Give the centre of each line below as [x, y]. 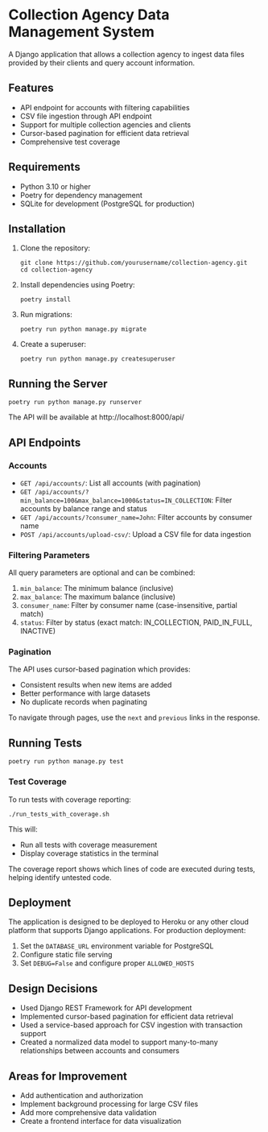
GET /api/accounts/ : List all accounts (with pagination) [110, 483]
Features [31, 88]
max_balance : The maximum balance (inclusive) [97, 597]
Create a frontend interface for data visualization [101, 1122]
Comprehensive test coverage [70, 142]
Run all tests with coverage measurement [89, 845]
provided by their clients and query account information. [102, 63]
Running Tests [45, 743]
